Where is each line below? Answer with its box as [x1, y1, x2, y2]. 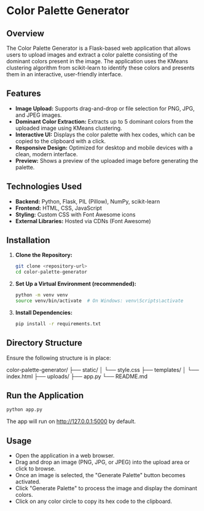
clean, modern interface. [15, 150, 78, 157]
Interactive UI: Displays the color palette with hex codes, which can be [15, 130, 195, 138]
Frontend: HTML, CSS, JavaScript [15, 204, 103, 212]
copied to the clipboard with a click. [15, 137, 106, 145]
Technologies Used [6, 181, 82, 192]
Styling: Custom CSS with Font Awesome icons [15, 210, 136, 218]
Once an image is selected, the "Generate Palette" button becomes [15, 472, 186, 479]
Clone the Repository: [15, 252, 73, 259]
